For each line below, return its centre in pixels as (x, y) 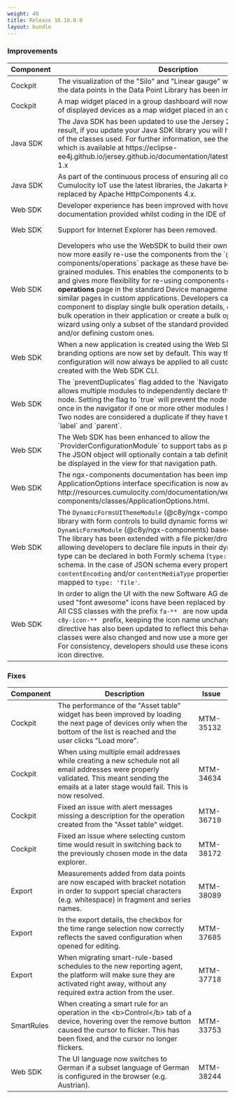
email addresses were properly (108, 769)
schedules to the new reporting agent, (120, 966)
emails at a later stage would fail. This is (123, 786)
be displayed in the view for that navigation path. (137, 463)
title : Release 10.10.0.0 (45, 20)
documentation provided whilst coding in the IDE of (142, 214)
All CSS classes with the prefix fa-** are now (134, 611)
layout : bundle (29, 27)
